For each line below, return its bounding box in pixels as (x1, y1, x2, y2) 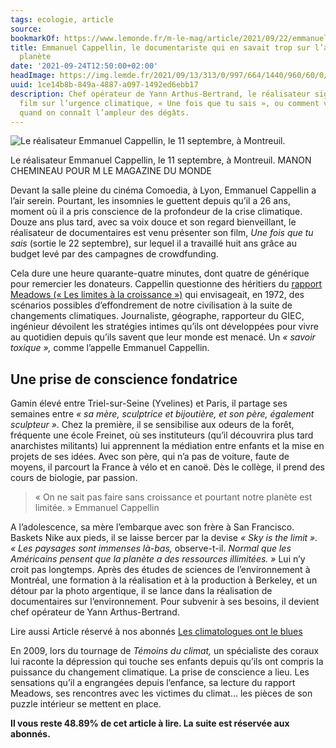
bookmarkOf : (10, 33, 60, 43)
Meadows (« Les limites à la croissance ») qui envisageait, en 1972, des (10, 289, 305, 301)
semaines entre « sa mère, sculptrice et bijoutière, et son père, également (10, 408, 315, 420)
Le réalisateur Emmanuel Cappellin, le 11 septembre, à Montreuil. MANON (10, 154, 312, 166)
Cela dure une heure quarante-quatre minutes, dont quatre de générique (10, 267, 310, 280)
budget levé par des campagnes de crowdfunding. (10, 248, 219, 260)
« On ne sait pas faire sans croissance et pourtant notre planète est (34, 491, 313, 503)
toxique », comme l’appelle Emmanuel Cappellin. (10, 342, 210, 354)
